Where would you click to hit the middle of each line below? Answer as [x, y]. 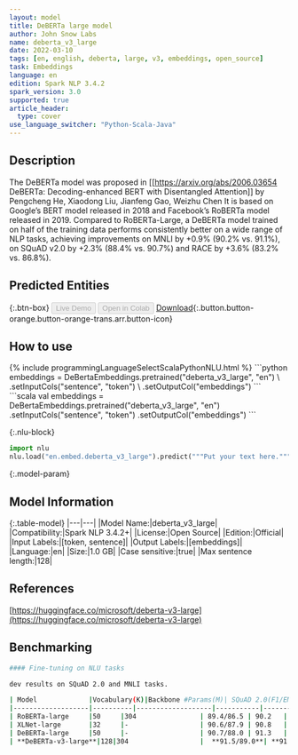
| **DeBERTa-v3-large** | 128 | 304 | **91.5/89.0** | [138, 741]
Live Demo [74, 308]
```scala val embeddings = [57, 396]
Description [42, 161]
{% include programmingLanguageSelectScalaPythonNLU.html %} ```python [149, 368]
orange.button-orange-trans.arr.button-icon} [91, 318]
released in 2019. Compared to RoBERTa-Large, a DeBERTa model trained [144, 219]
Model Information [62, 501]
